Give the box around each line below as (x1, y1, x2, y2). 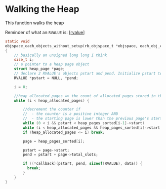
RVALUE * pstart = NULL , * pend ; (14, 76, 79, 80)
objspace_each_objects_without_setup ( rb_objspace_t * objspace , (5, 43, 138, 48)
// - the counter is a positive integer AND (23, 112, 119, 116)
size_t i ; (14, 57, 35, 62)
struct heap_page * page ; (14, 67, 65, 72)
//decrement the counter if (23, 107, 81, 112)
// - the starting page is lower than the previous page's (23, 116, 149, 121)
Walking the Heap (5, 3, 80, 15)
